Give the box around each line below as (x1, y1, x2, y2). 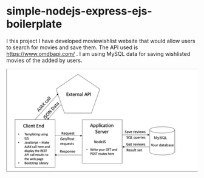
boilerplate (6, 17, 63, 31)
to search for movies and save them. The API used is (6, 44, 138, 51)
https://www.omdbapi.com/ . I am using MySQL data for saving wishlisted (6, 50, 191, 57)
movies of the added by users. (6, 56, 83, 64)
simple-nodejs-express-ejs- (6, 4, 153, 18)
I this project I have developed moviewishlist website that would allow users (6, 37, 195, 44)
